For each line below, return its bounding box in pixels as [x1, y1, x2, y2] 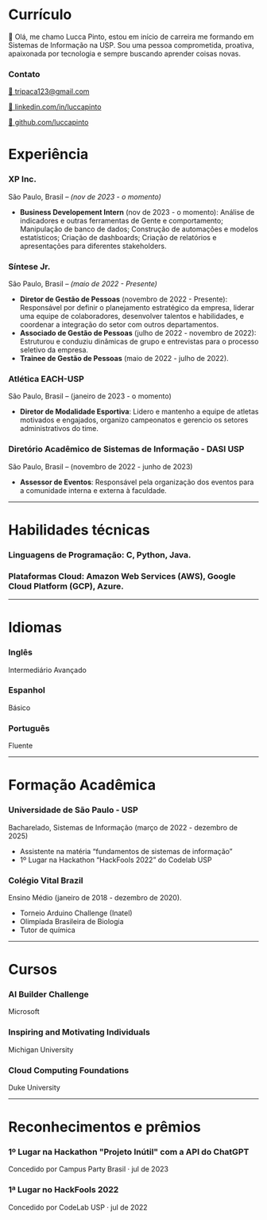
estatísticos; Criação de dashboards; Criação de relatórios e [19, 232, 217, 242]
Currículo [8, 6, 72, 24]
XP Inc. [8, 173, 37, 185]
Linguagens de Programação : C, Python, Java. [8, 549, 192, 560]
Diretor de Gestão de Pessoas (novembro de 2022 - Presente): [19, 294, 228, 304]
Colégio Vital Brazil [8, 875, 83, 886]
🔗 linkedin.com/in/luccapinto [8, 102, 102, 112]
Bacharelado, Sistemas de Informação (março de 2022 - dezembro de [8, 822, 238, 832]
